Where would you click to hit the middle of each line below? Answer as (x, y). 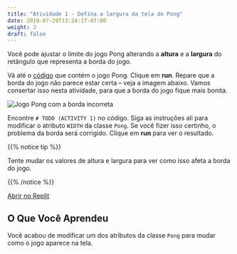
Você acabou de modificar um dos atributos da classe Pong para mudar (111, 236)
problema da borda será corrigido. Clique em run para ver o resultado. (111, 133)
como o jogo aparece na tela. (50, 243)
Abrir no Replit (28, 196)
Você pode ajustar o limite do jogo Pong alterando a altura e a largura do (115, 54)
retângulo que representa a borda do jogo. (69, 62)
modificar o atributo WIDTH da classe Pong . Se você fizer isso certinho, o (112, 126)
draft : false (27, 34)
